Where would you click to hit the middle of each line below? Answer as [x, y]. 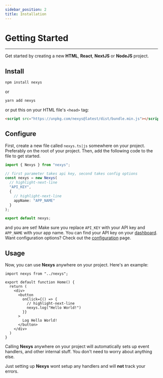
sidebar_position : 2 [26, 9]
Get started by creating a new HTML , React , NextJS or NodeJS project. [77, 56]
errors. [12, 371]
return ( [18, 287]
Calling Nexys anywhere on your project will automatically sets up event [77, 346]
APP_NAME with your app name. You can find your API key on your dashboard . [81, 233]
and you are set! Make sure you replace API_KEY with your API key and [75, 228]
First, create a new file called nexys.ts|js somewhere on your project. [75, 146]
